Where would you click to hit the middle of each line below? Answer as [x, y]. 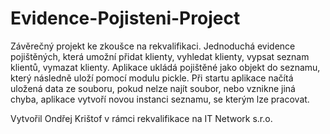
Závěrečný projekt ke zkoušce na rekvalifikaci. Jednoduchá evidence [153, 46]
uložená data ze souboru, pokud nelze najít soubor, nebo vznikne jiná [153, 88]
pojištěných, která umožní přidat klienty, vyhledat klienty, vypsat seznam [160, 56]
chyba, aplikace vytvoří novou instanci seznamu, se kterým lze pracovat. [160, 99]
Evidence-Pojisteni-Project [125, 18]
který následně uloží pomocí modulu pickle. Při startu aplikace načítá [152, 78]
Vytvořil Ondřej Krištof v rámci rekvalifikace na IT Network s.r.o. [141, 118]
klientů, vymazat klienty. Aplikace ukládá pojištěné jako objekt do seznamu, [165, 67]
